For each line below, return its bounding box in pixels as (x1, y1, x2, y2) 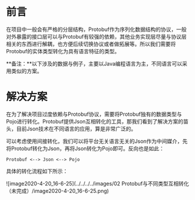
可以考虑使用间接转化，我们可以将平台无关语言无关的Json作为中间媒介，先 (6, 137, 188, 144)
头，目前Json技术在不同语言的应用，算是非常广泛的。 (6, 125, 137, 132)
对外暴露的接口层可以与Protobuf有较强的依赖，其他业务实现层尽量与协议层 (6, 33, 187, 40)
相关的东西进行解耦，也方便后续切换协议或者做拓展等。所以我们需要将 (6, 40, 176, 47)
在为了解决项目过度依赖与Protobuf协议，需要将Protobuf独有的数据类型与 (6, 111, 182, 118)
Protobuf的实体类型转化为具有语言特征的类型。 (6, 47, 120, 54)
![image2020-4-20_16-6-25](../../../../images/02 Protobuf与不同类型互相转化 (6, 180, 189, 187)
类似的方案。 (11, 67, 42, 74)
